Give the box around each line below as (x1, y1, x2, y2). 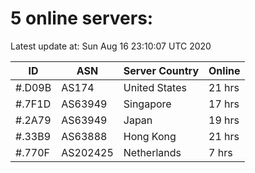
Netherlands (123, 145, 182, 159)
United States (123, 80, 187, 94)
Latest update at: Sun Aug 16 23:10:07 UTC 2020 (10, 40, 212, 52)
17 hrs (208, 97, 240, 111)
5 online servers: (10, 7, 154, 30)
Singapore (123, 97, 172, 111)
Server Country (123, 63, 200, 77)
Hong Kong (123, 129, 177, 143)
